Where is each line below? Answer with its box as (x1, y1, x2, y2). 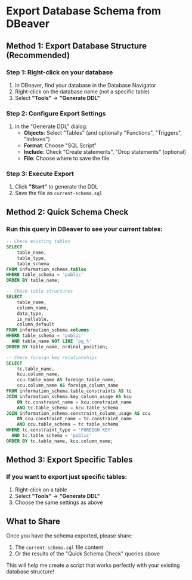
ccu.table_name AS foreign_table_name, (17, 377, 116, 383)
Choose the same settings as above (14, 499, 103, 506)
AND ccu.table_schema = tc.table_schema (17, 421, 119, 427)
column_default (17, 321, 55, 327)
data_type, (17, 310, 44, 317)
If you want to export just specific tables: (6, 473, 128, 481)
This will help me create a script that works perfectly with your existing (6, 561, 180, 569)
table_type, (17, 255, 47, 261)
